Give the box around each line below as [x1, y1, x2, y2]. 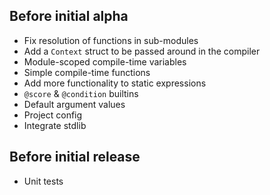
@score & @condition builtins [23, 87, 139, 99]
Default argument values [23, 98, 126, 110]
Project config [23, 109, 83, 121]
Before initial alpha [9, 8, 129, 25]
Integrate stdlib [23, 119, 87, 131]
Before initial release [9, 149, 141, 166]
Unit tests [23, 175, 64, 187]
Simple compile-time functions [23, 66, 151, 78]
